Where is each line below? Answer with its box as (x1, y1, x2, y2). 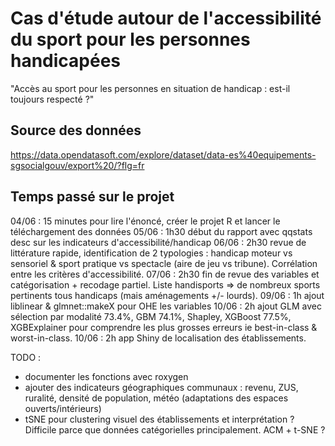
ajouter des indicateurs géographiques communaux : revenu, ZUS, (24, 381, 299, 393)
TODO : (10, 351, 42, 363)
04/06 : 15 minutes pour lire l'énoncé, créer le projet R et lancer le (10, 215, 281, 227)
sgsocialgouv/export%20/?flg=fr (10, 159, 145, 171)
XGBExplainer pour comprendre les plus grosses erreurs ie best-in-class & (10, 321, 318, 333)
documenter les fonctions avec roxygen (24, 370, 189, 382)
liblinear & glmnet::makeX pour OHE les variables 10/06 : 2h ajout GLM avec (10, 300, 322, 312)
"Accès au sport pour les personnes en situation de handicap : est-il (10, 82, 291, 94)
